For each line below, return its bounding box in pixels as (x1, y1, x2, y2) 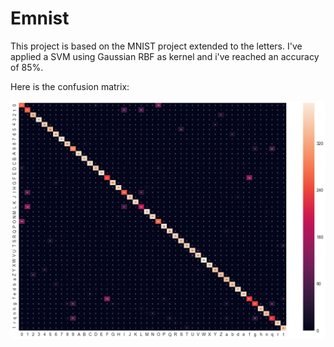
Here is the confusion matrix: (10, 80, 130, 92)
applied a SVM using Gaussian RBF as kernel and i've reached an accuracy (10, 50, 320, 62)
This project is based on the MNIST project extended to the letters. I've (10, 40, 303, 52)
